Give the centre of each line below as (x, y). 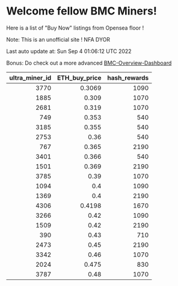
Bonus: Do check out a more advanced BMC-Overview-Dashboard (89, 63)
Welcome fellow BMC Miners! (82, 11)
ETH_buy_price (79, 78)
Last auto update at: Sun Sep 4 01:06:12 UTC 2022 (69, 51)
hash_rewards (128, 78)
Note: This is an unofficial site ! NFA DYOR (58, 39)
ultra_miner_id (30, 78)
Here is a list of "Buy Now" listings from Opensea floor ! (75, 28)
